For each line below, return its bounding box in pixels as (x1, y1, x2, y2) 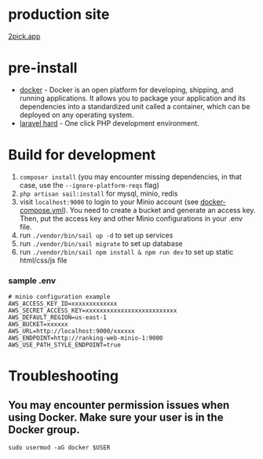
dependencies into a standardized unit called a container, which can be (19, 101, 250, 111)
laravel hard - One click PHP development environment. (19, 118, 200, 127)
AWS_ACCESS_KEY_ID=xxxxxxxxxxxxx (8, 300, 118, 308)
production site (8, 6, 110, 24)
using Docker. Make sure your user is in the (8, 410, 224, 424)
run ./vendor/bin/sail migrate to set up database (19, 238, 183, 248)
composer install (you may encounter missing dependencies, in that (19, 171, 242, 182)
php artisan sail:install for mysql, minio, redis (19, 189, 178, 198)
